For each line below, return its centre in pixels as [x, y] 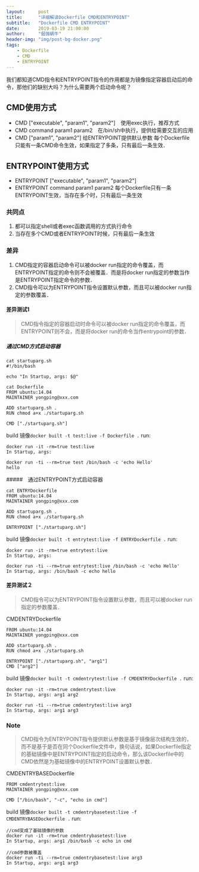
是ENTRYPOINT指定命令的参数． [55, 280]
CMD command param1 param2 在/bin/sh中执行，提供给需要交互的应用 [104, 130]
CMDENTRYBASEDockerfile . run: [44, 819]
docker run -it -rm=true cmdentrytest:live [61, 690]
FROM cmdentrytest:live [36, 785]
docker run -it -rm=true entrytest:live [57, 550]
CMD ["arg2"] [22, 667]
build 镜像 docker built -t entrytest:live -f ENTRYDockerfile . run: [92, 539]
